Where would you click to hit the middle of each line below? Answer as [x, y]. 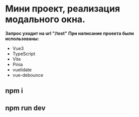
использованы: [22, 39]
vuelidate [22, 70]
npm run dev [26, 108]
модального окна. [45, 19]
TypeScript [24, 54]
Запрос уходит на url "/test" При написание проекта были [69, 33]
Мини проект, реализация [63, 9]
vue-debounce [28, 75]
